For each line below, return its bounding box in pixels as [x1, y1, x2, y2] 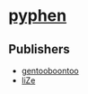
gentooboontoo [21, 65, 79, 76]
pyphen [8, 5, 67, 26]
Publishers [8, 42, 70, 57]
